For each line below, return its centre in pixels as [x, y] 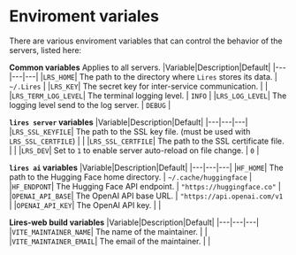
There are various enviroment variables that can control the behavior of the [146, 41]
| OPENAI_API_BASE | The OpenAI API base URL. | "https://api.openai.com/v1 [146, 196]
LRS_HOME [59, 77]
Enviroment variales [84, 16]
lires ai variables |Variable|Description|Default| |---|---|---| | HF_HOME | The [147, 167]
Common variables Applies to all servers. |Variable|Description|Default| [140, 67]
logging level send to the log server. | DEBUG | [90, 104]
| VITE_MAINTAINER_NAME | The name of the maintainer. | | [108, 231]
